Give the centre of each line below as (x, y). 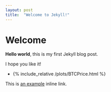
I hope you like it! (23, 64)
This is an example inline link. (36, 84)
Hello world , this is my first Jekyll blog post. (52, 54)
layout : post (19, 10)
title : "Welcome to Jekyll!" (38, 15)
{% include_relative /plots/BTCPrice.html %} (59, 74)
